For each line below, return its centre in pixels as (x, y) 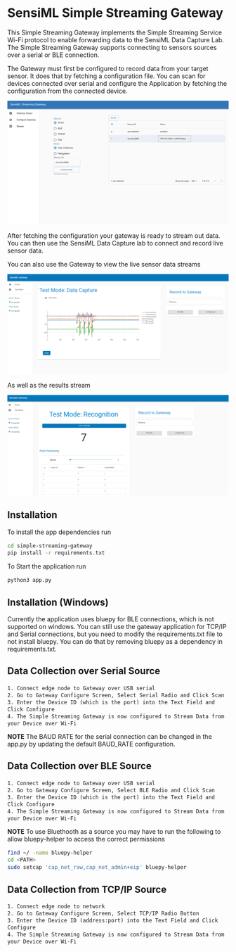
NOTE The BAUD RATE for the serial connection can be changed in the (110, 736)
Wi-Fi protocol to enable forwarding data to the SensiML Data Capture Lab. (116, 39)
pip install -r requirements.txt (56, 553)
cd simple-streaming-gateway (50, 546)
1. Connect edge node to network (56, 907)
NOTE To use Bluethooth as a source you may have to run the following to (114, 831)
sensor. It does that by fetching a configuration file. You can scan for (106, 76)
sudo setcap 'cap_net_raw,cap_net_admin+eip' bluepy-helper (97, 868)
